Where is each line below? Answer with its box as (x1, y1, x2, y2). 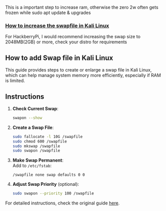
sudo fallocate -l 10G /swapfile (12, 134, 83, 139)
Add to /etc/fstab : (12, 163, 52, 169)
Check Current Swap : (12, 105, 59, 111)
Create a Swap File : (12, 124, 54, 130)
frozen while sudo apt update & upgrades (5, 10, 91, 16)
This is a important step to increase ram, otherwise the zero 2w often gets (5, 5, 158, 10)
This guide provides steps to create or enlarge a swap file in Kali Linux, (5, 67, 152, 73)
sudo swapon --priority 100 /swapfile (12, 191, 94, 196)
